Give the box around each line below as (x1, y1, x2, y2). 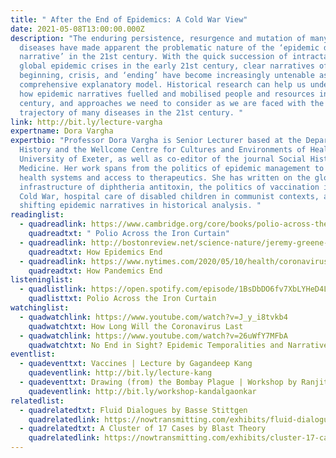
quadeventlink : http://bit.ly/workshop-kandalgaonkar (28, 386, 257, 396)
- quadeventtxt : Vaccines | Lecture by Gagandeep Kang (19, 359, 253, 369)
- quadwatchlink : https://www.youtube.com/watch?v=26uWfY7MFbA (19, 331, 288, 341)
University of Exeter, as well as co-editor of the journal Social (19, 154, 307, 164)
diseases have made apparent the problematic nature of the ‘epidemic (19, 42, 320, 53)
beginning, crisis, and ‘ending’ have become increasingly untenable (19, 71, 315, 81)
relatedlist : (10, 396, 65, 406)
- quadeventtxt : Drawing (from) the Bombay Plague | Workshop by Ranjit (19, 377, 329, 387)
